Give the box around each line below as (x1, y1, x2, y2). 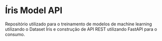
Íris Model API (5, 5, 63, 16)
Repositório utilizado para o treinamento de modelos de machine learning (5, 21, 152, 27)
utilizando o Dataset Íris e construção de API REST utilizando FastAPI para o (5, 26, 157, 32)
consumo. (5, 31, 25, 37)
